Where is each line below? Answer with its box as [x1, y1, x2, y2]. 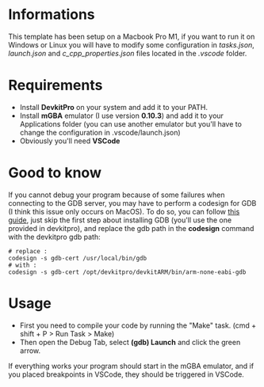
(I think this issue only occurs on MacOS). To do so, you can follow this [8, 207, 240, 216]
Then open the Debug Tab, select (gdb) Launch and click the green [19, 337, 241, 347]
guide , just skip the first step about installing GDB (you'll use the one [8, 215, 232, 225]
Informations [8, 6, 95, 24]
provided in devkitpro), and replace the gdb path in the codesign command [8, 223, 254, 233]
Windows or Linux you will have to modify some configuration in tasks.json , [8, 40, 255, 49]
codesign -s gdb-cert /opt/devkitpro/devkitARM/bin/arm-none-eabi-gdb [8, 267, 247, 276]
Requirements [8, 77, 103, 94]
